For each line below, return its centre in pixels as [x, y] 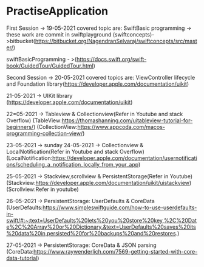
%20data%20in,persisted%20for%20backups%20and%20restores [91, 233]
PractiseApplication [57, 11]
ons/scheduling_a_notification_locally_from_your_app [72, 164]
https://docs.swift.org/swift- [111, 59]
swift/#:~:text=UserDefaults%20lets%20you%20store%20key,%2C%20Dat [102, 220]
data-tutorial [22, 258]
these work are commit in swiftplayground [59, 34]
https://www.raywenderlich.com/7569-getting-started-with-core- [115, 251]
